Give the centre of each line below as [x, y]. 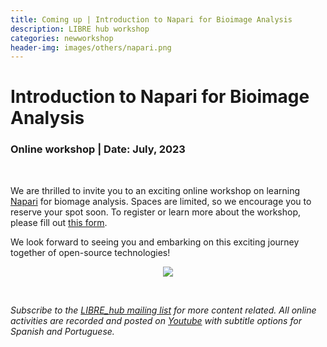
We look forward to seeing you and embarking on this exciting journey [155, 242]
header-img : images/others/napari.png [91, 47]
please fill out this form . [59, 222]
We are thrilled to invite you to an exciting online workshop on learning [155, 190]
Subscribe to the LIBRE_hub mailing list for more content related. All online [163, 310]
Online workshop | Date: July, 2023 [98, 149]
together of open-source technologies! [90, 252]
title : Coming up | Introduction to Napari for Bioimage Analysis [151, 19]
